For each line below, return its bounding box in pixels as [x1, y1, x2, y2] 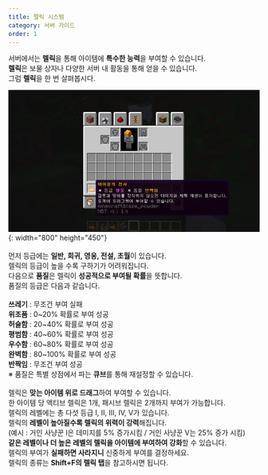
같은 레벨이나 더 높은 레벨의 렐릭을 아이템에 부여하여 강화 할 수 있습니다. [8, 437, 227, 447]
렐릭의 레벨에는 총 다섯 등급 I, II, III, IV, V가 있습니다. [8, 408, 170, 417]
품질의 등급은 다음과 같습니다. [8, 281, 100, 290]
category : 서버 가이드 [8, 21, 76, 30]
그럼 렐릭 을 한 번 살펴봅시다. [8, 74, 96, 83]
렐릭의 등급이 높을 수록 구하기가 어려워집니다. [8, 261, 149, 270]
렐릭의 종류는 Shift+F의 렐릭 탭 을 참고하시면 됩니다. [8, 457, 169, 467]
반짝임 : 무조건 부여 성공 [8, 359, 83, 369]
